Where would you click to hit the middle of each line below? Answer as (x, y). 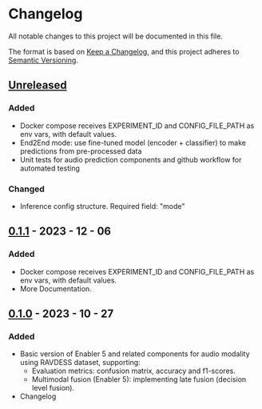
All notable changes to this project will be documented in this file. (116, 36)
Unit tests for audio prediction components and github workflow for (131, 159)
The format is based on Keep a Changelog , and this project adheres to (124, 51)
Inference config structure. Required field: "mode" (102, 206)
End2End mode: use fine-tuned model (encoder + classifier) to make (133, 142)
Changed (27, 189)
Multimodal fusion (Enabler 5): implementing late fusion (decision (139, 379)
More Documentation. (56, 288)
